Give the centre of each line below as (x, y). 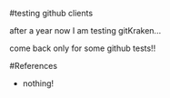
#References (33, 66)
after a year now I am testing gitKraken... (85, 30)
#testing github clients (51, 13)
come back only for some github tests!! (83, 48)
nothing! (38, 83)
